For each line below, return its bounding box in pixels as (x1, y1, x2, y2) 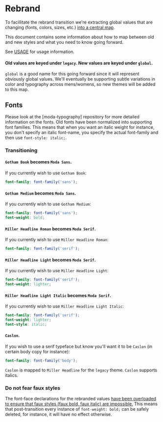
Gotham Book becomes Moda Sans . (5, 159, 72, 165)
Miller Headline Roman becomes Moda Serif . (5, 225, 96, 231)
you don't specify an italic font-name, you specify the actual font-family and (5, 129, 159, 135)
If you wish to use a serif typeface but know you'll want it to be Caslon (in (5, 343, 153, 349)
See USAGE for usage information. (5, 49, 75, 55)
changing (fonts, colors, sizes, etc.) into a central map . (5, 24, 115, 30)
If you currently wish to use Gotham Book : (5, 170, 87, 176)
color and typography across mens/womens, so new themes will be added (5, 82, 156, 87)
